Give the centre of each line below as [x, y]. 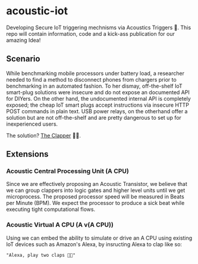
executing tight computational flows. [51, 209]
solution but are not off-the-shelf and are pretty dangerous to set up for [94, 117]
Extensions [27, 154]
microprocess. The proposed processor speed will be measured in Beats [95, 197]
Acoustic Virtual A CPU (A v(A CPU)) [60, 225]
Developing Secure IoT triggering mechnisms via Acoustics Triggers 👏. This [99, 27]
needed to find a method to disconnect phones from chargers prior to [91, 79]
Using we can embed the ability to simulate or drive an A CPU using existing [99, 238]
